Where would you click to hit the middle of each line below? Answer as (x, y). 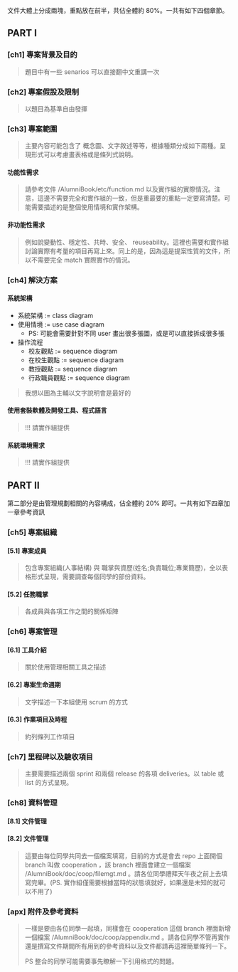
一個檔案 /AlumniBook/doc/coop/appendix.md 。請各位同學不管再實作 (127, 937)
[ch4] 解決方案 (33, 280)
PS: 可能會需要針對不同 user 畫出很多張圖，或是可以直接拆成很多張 (126, 333)
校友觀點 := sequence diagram (73, 351)
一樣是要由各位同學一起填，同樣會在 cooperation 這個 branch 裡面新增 (128, 929)
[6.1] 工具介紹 (27, 650)
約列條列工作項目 (50, 736)
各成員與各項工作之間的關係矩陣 (71, 611)
